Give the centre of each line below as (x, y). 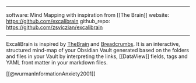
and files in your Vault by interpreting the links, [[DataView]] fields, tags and (97, 56)
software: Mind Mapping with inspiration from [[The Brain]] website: (87, 15)
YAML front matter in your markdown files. (57, 62)
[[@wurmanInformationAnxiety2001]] (51, 74)
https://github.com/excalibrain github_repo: (58, 21)
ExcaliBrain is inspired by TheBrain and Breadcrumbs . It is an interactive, (93, 44)
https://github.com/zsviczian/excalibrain (55, 27)
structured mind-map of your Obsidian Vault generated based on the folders (98, 50)
